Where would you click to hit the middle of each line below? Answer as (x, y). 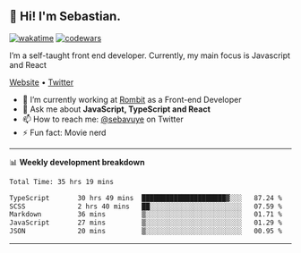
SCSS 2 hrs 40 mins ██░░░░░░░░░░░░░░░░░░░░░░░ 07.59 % (146, 207)
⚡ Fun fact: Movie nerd (64, 132)
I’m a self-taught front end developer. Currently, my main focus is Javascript (150, 55)
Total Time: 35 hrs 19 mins (62, 181)
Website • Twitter (42, 82)
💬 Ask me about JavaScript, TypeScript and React (116, 109)
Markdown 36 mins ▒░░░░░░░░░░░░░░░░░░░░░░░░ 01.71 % (146, 215)
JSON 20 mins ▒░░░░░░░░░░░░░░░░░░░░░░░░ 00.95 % (146, 232)
